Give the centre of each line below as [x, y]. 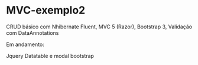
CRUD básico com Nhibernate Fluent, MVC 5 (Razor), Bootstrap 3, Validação [99, 27]
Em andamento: [25, 44]
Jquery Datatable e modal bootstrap [50, 56]
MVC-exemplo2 [46, 10]
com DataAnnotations [33, 32]
